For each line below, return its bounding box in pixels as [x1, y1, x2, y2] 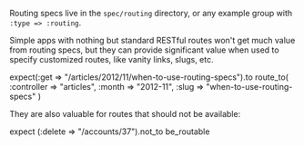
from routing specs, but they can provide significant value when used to [9, 44, 279, 55]
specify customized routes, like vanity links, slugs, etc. [9, 54, 214, 64]
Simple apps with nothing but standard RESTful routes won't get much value [9, 35, 296, 45]
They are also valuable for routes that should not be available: [9, 109, 241, 119]
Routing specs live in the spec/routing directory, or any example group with [9, 8, 293, 18]
